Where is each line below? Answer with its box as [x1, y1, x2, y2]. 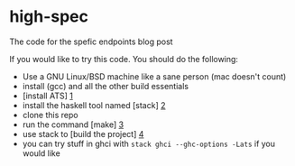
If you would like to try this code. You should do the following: [9, 53, 239, 64]
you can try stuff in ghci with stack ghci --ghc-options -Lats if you [22, 138, 276, 149]
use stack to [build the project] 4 [22, 128, 144, 139]
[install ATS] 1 [22, 90, 74, 101]
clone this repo [22, 109, 78, 120]
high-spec [9, 6, 88, 27]
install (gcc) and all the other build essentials [22, 80, 189, 91]
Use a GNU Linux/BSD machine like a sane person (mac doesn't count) [22, 70, 287, 82]
